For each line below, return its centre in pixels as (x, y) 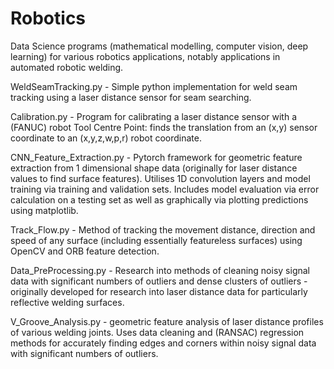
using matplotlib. (44, 210)
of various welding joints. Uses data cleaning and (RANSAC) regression (157, 332)
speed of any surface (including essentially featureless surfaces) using (156, 240)
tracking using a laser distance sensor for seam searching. (131, 97)
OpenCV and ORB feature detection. (85, 251)
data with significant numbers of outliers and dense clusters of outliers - (159, 281)
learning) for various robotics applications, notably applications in (145, 56)
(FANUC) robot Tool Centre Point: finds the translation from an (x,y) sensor (164, 127)
